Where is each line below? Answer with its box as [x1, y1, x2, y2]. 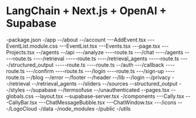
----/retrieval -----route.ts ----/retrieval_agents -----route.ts [33, 55, 180, 62]
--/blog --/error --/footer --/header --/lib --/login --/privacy [26, 74, 171, 81]
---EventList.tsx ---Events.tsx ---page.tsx [59, 42, 161, 50]
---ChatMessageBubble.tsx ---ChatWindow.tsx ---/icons [38, 99, 177, 106]
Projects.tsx [6, 48, 35, 55]
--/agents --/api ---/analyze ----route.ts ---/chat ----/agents [36, 48, 184, 55]
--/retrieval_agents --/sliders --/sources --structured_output [31, 80, 178, 87]
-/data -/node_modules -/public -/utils [38, 105, 131, 112]
